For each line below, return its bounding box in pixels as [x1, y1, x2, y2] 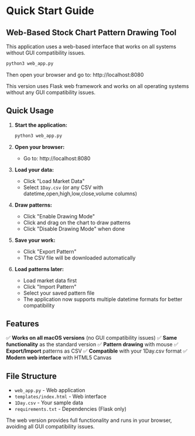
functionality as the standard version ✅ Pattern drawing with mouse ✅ [6, 341, 179, 348]
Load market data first [23, 277, 77, 284]
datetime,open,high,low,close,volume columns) [23, 190, 138, 197]
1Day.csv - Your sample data [14, 399, 84, 406]
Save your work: [14, 236, 56, 244]
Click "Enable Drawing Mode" [23, 212, 95, 219]
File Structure [6, 371, 57, 381]
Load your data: [14, 166, 54, 173]
